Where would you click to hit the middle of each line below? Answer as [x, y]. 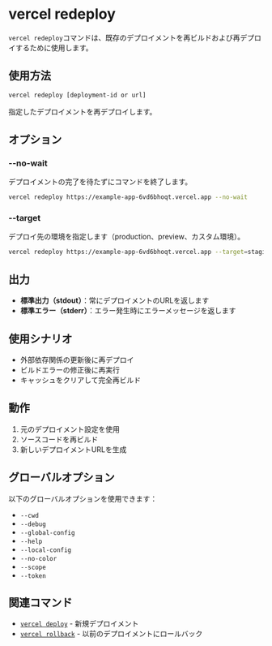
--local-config [46, 550]
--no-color [38, 558]
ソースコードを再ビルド [59, 439]
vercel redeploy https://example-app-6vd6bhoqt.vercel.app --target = [128, 252]
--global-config [47, 532]
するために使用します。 [54, 47]
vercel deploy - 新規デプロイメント [79, 624]
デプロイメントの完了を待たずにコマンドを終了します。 [100, 182]
